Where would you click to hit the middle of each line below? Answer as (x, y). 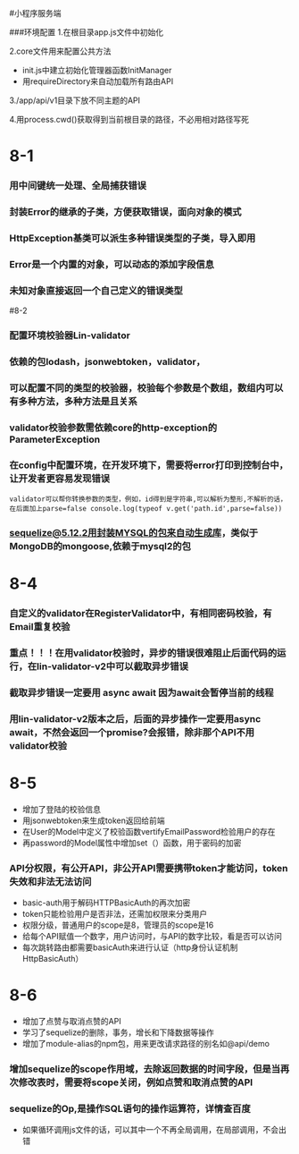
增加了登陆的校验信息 (61, 809)
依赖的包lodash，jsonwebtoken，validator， (107, 362)
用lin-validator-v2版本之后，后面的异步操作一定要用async (135, 718)
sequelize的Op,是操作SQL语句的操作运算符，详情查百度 (130, 1108)
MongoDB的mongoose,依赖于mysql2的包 (100, 547)
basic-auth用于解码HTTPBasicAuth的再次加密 (106, 903)
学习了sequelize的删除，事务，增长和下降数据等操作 (118, 1032)
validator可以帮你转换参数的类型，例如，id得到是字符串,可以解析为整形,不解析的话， (148, 499)
